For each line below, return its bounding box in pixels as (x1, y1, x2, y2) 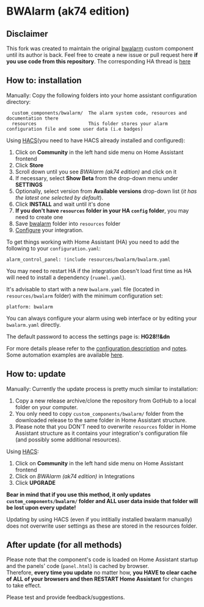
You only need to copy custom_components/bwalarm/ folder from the (15, 410, 184, 417)
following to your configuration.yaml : (6, 244, 101, 252)
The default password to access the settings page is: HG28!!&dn (6, 333, 170, 340)
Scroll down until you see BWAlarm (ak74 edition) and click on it (15, 168, 177, 175)
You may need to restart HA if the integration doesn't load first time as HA (6, 267, 192, 274)
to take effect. (6, 582, 42, 589)
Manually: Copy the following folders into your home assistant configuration (6, 92, 197, 99)
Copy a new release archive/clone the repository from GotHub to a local (15, 397, 197, 404)
